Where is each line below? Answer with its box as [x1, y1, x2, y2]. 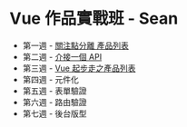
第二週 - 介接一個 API [22, 51, 103, 62]
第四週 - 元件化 [22, 73, 80, 84]
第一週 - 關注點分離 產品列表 [22, 40, 130, 51]
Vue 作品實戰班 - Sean [9, 8, 179, 29]
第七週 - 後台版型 [22, 108, 88, 119]
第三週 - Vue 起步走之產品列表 [22, 63, 136, 73]
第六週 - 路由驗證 [22, 96, 88, 107]
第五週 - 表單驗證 [22, 85, 88, 96]
